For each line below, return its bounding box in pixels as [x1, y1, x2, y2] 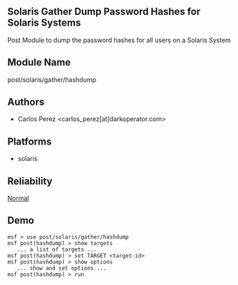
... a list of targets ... [16, 246, 98, 253]
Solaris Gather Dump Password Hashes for [7, 6, 201, 18]
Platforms [7, 135, 52, 147]
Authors [7, 96, 45, 108]
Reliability [7, 175, 53, 187]
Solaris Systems [7, 17, 81, 29]
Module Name [7, 56, 71, 68]
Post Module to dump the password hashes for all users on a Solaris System [7, 36, 232, 44]
